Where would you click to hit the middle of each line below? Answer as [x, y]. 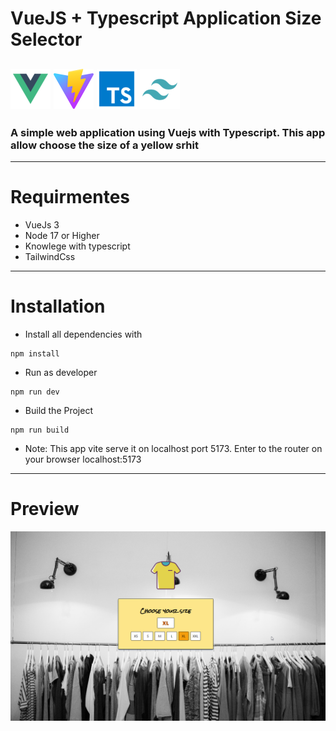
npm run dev [35, 392]
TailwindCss [50, 256]
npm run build [40, 430]
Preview [45, 508]
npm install [35, 353]
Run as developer [61, 372]
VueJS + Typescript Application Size [166, 18]
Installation [58, 306]
